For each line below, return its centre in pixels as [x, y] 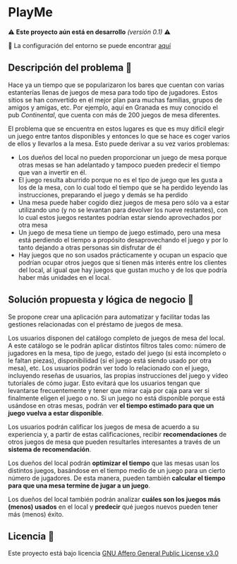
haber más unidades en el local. [65, 277]
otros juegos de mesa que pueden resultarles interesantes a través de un [114, 442]
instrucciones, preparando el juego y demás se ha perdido [103, 194]
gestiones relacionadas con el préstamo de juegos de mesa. [95, 324]
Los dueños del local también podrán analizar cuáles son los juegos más [114, 499]
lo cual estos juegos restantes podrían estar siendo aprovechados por [120, 217]
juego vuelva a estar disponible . [56, 413]
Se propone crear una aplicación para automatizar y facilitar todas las [109, 317]
